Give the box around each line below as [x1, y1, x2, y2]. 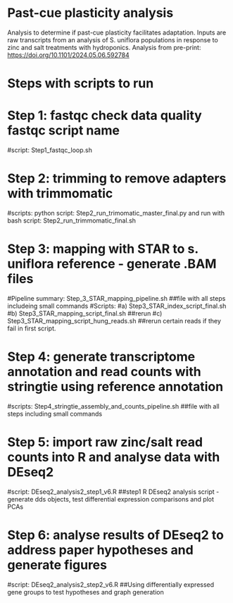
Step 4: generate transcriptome [7, 349, 196, 365]
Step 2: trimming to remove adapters [7, 170, 227, 187]
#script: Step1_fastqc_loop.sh [7, 146, 93, 154]
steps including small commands [7, 409, 103, 418]
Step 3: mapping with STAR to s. [7, 241, 199, 257]
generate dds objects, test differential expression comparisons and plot [7, 495, 215, 503]
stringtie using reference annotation [7, 379, 224, 395]
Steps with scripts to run [7, 75, 154, 92]
